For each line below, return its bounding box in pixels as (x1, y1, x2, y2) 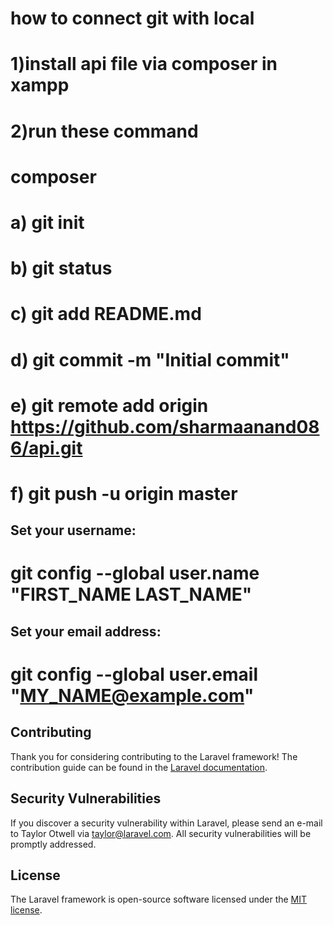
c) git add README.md (10, 303, 202, 326)
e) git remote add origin (10, 394, 209, 417)
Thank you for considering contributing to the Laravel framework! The (10, 750, 298, 762)
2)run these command (10, 120, 199, 142)
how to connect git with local (10, 7, 255, 30)
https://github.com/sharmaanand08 (10, 415, 320, 438)
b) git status (10, 257, 113, 280)
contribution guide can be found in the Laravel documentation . (10, 761, 268, 773)
